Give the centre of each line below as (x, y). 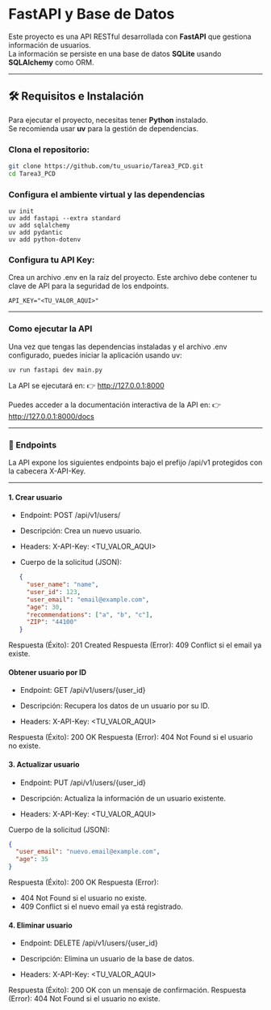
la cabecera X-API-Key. (47, 471)
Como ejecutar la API (50, 329)
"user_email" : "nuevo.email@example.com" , (88, 852)
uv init (21, 211)
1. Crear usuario (35, 497)
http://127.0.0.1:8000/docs (51, 416)
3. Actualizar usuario (44, 764)
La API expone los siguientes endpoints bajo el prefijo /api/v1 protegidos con (135, 462)
